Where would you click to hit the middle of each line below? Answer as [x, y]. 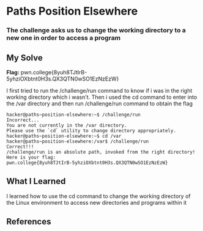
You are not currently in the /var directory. [67, 125]
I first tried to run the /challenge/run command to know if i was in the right [99, 90]
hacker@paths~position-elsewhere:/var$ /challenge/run [78, 141]
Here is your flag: [31, 157]
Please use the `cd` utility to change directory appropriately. [91, 130]
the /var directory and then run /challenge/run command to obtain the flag [100, 103]
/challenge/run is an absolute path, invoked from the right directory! [101, 152]
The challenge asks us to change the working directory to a [96, 30]
